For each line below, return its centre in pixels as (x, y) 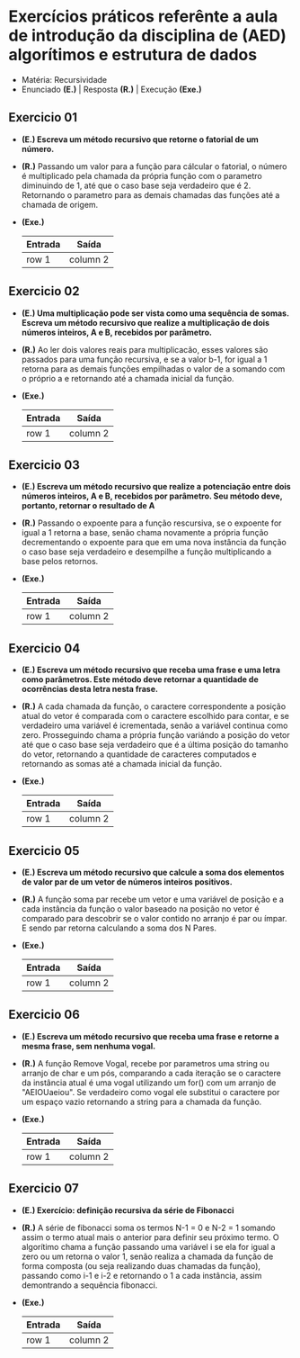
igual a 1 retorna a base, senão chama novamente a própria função (145, 533)
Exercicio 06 (44, 1015)
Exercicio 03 (44, 465)
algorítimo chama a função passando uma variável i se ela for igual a (148, 1246)
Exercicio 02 (44, 291)
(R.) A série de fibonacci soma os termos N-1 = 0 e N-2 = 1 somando (148, 1228)
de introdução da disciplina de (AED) (147, 36)
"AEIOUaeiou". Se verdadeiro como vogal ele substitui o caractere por (150, 1092)
